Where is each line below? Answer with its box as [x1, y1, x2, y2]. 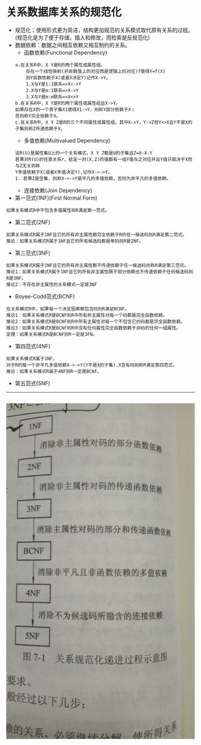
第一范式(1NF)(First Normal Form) [14, 194, 98, 201]
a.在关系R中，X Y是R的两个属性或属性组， [14, 62, 106, 68]
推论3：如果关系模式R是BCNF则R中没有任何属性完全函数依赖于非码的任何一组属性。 [6, 325, 181, 331]
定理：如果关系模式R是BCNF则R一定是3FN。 [6, 331, 98, 337]
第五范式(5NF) [14, 379, 51, 387]
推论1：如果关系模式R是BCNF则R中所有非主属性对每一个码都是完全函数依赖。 [6, 312, 167, 318]
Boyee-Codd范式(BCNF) [14, 292, 75, 300]
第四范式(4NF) [14, 342, 51, 349]
